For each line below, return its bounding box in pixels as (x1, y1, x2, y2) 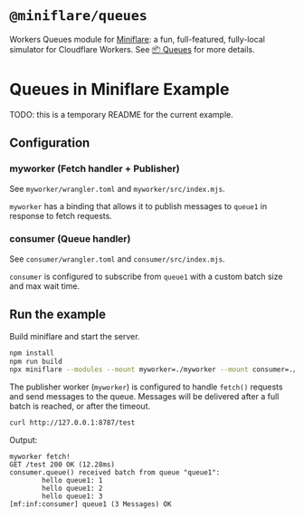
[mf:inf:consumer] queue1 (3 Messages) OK (9, 500, 172, 509)
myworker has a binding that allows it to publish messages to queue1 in (9, 200, 268, 211)
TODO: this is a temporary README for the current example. (9, 109, 233, 120)
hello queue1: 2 (42, 484, 103, 494)
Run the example (9, 307, 107, 322)
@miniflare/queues (9, 7, 147, 24)
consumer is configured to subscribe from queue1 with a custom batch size (9, 271, 283, 282)
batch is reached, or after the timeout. (9, 401, 151, 412)
